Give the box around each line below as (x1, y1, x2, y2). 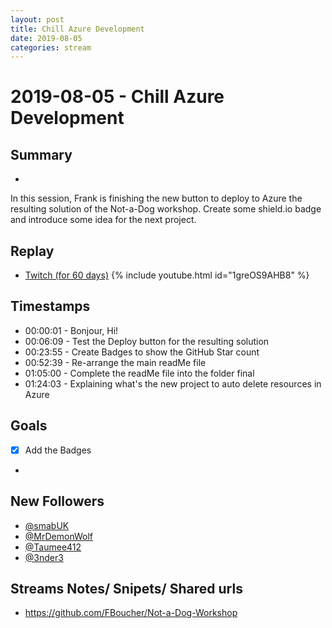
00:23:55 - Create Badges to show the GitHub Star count (24, 346, 260, 358)
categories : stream (10, 42, 92, 53)
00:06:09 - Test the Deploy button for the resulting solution (24, 335, 270, 347)
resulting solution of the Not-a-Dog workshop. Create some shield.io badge (10, 203, 322, 215)
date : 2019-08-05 (10, 33, 83, 43)
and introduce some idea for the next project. (10, 214, 197, 226)
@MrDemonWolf (24, 530, 93, 542)
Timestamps (10, 298, 91, 315)
